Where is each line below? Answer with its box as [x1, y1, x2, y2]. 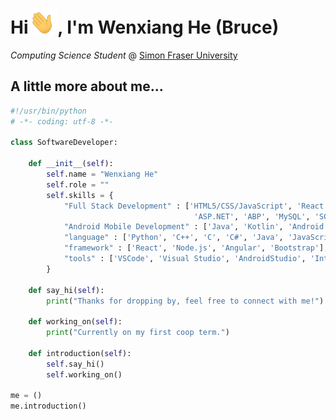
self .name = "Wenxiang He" [46, 169, 159, 179]
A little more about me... [10, 78, 164, 95]
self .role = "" [46, 179, 110, 190]
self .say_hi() [46, 359, 105, 369]
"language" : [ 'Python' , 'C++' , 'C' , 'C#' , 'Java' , [63, 233, 284, 243]
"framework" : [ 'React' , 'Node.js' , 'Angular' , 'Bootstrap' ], [63, 243, 329, 253]
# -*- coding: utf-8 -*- [10, 116, 114, 127]
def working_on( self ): [28, 317, 123, 327]
